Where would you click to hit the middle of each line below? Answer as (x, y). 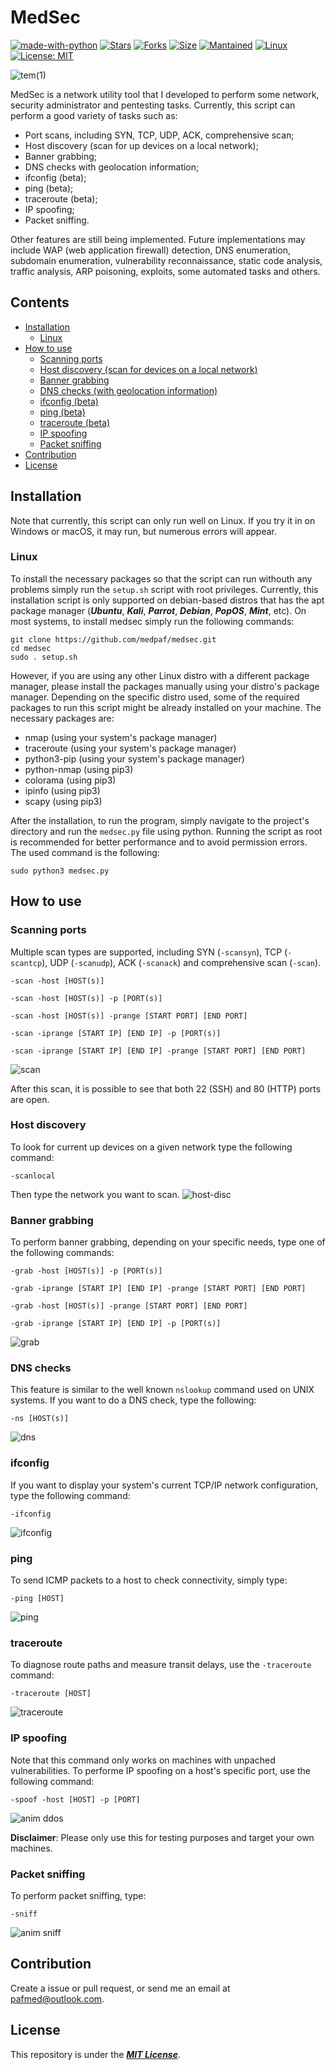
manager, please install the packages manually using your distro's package (165, 686)
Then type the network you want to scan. (95, 1194)
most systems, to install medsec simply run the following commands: (152, 621)
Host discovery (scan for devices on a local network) (148, 369)
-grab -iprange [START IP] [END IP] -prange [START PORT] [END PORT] (158, 1289)
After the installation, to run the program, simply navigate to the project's (160, 820)
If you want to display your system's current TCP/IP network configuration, (164, 1485)
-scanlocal (33, 1176)
